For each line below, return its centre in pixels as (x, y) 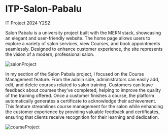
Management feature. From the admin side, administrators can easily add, (82, 79)
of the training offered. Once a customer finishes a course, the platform (80, 95)
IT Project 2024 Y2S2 (28, 23)
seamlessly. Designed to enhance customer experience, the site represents (84, 49)
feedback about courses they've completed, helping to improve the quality (83, 90)
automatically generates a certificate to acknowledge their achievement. (81, 101)
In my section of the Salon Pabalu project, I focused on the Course (75, 74)
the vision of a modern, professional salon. (50, 54)
